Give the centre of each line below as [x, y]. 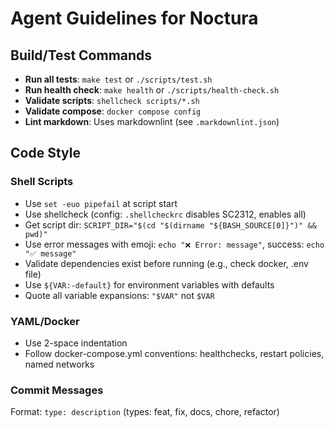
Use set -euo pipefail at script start [101, 203]
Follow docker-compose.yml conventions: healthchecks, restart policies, [174, 353]
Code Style [45, 153]
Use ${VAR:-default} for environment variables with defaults [149, 284]
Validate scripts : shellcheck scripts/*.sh [112, 100]
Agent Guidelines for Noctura [134, 18]
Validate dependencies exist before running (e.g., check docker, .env [166, 263]
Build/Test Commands [81, 55]
